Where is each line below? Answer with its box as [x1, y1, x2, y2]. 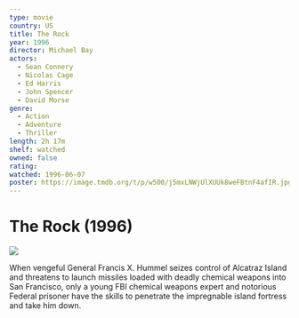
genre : [9, 104, 34, 113]
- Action [17, 112, 50, 121]
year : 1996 [9, 37, 50, 47]
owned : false [9, 153, 58, 163]
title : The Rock [9, 29, 69, 38]
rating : [9, 162, 38, 171]
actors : [9, 54, 38, 63]
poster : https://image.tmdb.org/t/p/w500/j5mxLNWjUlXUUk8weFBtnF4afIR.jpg [9, 179, 293, 187]
